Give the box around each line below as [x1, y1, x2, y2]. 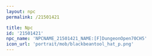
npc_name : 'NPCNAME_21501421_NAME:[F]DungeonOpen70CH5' [6, 36, 147, 42]
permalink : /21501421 [6, 14, 60, 20]
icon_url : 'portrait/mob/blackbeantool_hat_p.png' [6, 41, 134, 47]
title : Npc [6, 25, 33, 31]
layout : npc [6, 8, 36, 15]
